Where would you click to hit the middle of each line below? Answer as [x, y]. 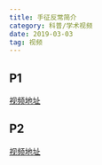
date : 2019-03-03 [41, 34]
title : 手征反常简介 [43, 17]
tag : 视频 [26, 42]
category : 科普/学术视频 [51, 26]
